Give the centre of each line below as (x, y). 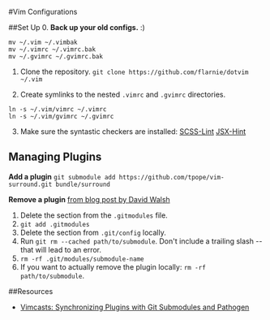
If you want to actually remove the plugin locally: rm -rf (113, 266)
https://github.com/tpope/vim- (171, 177)
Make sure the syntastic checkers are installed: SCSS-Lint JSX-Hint (133, 132)
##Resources (31, 291)
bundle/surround (83, 184)
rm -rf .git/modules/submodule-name (82, 259)
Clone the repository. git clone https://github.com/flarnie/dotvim (134, 71)
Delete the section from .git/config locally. (93, 232)
